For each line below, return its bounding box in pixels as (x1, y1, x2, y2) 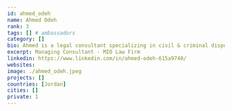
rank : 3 (7, 23, 30, 30)
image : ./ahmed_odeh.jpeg (7, 68, 81, 74)
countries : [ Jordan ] (7, 81, 67, 88)
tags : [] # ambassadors (7, 29, 76, 37)
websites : (7, 61, 36, 68)
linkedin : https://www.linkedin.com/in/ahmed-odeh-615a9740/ (7, 55, 187, 62)
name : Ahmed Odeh (7, 17, 57, 23)
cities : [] (7, 87, 39, 94)
